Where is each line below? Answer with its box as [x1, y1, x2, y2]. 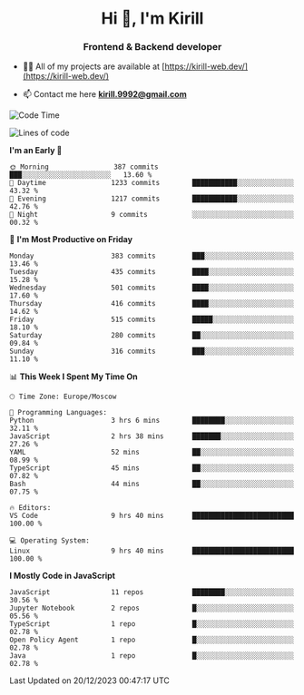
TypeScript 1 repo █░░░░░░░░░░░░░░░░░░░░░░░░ [9, 620, 295, 629]
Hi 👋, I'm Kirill [101, 8, 204, 29]
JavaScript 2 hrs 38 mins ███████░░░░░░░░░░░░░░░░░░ [9, 432, 295, 441]
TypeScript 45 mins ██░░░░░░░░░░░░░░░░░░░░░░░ [9, 464, 295, 473]
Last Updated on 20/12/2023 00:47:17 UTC [9, 675, 171, 686]
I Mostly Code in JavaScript [9, 571, 116, 582]
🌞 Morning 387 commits [9, 162, 159, 171]
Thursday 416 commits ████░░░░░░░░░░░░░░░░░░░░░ [9, 299, 295, 308]
